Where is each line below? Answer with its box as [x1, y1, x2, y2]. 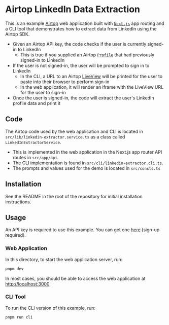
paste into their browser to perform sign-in [20, 79, 110, 85]
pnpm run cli [5, 314, 33, 320]
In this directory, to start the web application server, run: [5, 256, 123, 262]
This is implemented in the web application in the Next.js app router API [12, 149, 162, 155]
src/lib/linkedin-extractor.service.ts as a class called [5, 133, 125, 140]
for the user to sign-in [20, 89, 66, 95]
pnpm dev [5, 266, 24, 271]
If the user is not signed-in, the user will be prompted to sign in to [12, 62, 150, 68]
